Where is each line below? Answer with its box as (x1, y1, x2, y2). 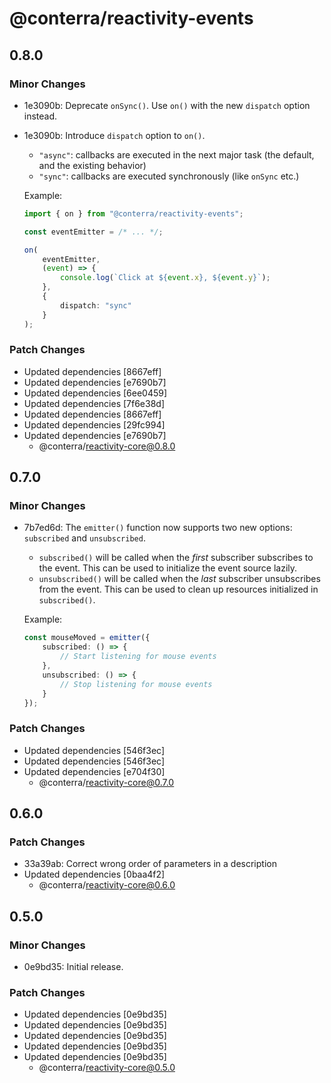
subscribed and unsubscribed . (23, 532, 146, 544)
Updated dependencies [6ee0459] (23, 387, 168, 399)
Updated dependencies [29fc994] (23, 418, 166, 431)
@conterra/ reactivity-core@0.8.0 (38, 440, 176, 452)
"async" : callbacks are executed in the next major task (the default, (38, 148, 315, 161)
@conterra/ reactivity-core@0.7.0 (38, 776, 175, 788)
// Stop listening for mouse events (60, 679, 213, 689)
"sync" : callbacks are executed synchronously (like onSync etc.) (38, 170, 300, 182)
